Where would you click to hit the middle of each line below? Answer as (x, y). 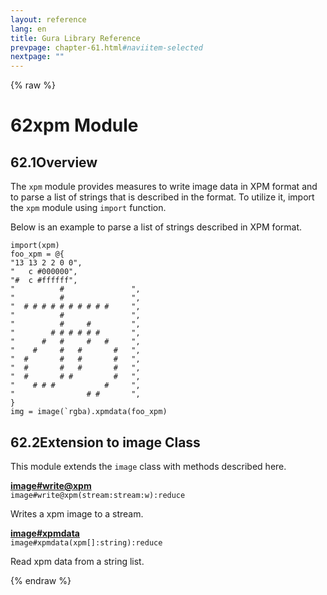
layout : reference (48, 19)
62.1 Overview (54, 162)
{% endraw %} (41, 580)
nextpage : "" (37, 57)
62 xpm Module (74, 125)
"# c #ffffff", (44, 281)
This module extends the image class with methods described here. (148, 466)
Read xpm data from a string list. (77, 561)
